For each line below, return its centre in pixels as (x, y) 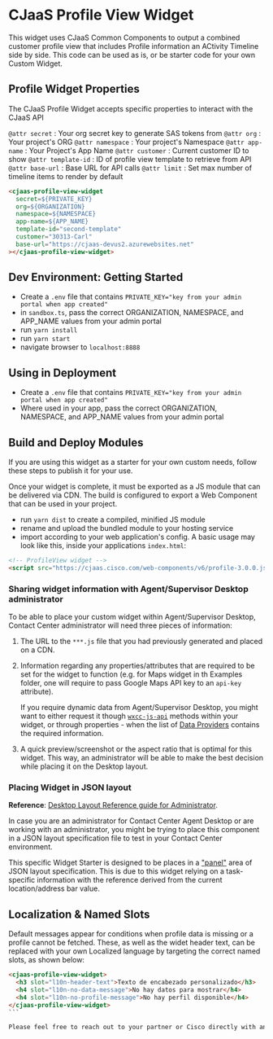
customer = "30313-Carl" (54, 237)
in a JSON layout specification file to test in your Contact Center (115, 838)
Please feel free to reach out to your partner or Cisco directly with (132, 1028)
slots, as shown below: (47, 960)
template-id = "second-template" (69, 230)
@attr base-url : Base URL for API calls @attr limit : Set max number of (130, 168)
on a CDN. (37, 650)
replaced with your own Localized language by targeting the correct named (134, 951)
